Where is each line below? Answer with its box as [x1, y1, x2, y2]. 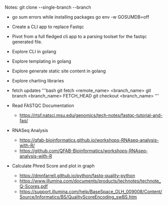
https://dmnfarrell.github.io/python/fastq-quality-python [19, 173, 135, 178]
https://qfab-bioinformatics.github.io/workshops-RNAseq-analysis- [19, 137, 159, 143]
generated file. [12, 39, 43, 45]
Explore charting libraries [12, 78, 64, 83]
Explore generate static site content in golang [12, 68, 106, 74]
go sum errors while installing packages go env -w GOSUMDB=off [12, 14, 149, 20]
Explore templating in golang [12, 58, 71, 64]
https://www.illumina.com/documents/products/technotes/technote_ [19, 178, 161, 184]
